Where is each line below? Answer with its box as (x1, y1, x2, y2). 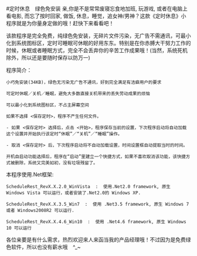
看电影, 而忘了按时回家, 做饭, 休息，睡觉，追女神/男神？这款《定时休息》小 (6, 12, 186, 19)
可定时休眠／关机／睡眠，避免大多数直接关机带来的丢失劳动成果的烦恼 (6, 91, 151, 97)
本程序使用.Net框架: (6, 171, 54, 178)
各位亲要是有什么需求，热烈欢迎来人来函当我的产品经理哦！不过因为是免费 (6, 236, 186, 243)
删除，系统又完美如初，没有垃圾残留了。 (14, 160, 98, 166)
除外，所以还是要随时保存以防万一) (6, 54, 91, 61)
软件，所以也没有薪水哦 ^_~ (11, 244, 81, 250)
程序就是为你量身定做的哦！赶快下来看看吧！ (6, 20, 114, 26)
